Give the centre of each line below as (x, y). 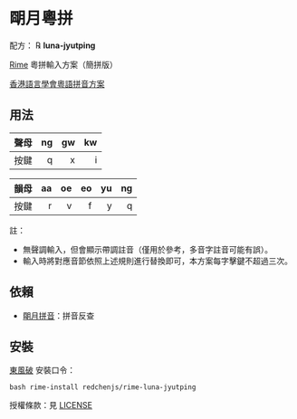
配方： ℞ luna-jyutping (53, 45)
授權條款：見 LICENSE (51, 405)
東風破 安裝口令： (42, 370)
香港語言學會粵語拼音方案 (57, 83)
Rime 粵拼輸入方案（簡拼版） (63, 64)
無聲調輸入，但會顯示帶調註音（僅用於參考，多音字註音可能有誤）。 (148, 249)
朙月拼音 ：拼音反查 (58, 315)
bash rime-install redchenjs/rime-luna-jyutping (103, 387)
